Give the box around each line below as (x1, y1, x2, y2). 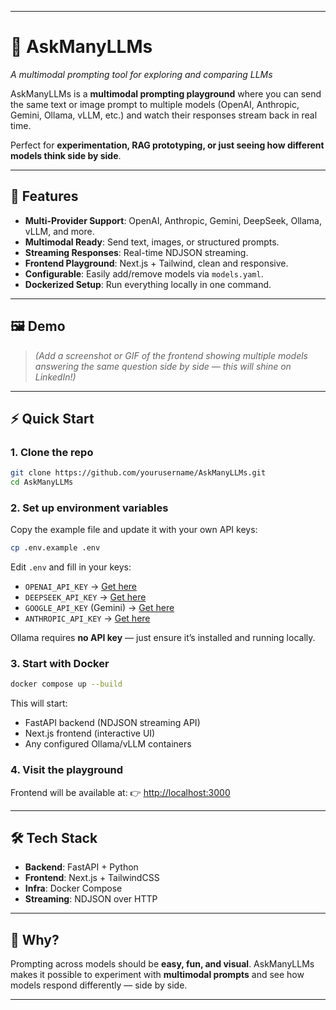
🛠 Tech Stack (10, 830, 98, 847)
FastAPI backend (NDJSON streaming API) (24, 717, 201, 729)
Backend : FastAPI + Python (24, 861, 139, 873)
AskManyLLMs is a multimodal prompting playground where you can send (10, 87, 322, 100)
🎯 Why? (10, 931, 60, 948)
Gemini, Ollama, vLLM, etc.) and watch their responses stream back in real (10, 109, 318, 121)
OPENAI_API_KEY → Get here (24, 581, 138, 593)
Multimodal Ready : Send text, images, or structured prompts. (24, 236, 280, 248)
